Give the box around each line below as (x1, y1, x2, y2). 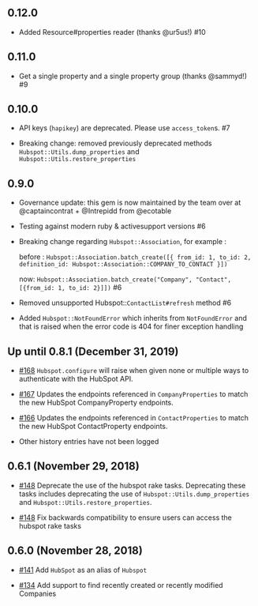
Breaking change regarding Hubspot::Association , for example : (18, 237, 226, 247)
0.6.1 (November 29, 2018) (7, 460, 140, 473)
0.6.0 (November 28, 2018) (7, 544, 143, 558)
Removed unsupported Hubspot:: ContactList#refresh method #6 (18, 298, 232, 307)
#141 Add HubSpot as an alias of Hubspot (18, 565, 148, 574)
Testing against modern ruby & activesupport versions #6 (18, 221, 206, 231)
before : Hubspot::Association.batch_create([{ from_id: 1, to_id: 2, (18, 252, 252, 262)
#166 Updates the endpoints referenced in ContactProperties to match (18, 413, 249, 423)
